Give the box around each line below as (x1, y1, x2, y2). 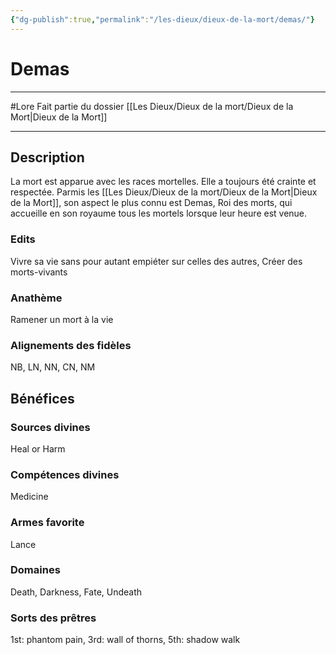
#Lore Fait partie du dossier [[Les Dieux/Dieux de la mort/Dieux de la (10, 100, 294, 112)
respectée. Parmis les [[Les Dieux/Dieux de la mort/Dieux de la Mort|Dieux (10, 186, 318, 198)
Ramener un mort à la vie (10, 313, 114, 325)
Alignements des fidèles (10, 338, 132, 352)
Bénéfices (10, 390, 75, 407)
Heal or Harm (10, 442, 66, 455)
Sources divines (10, 420, 91, 434)
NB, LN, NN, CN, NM (10, 361, 96, 373)
